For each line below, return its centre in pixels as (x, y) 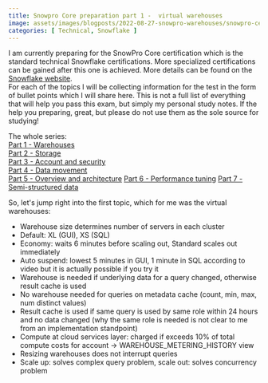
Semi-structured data (43, 188)
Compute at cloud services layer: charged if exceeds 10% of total (127, 337)
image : (19, 23)
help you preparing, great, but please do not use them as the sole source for (134, 113)
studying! (24, 121)
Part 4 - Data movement (48, 170)
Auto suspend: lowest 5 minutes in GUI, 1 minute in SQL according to (132, 261)
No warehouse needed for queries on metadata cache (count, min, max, (138, 294)
